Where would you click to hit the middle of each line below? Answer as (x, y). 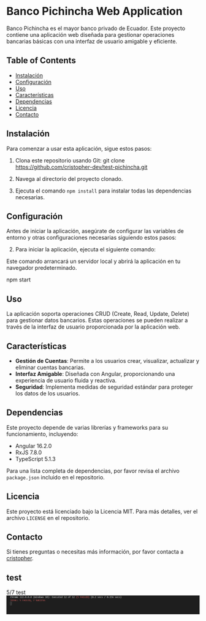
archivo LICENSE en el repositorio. (48, 518)
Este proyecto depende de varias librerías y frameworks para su (87, 427)
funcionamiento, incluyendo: (42, 434)
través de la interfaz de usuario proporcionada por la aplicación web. (93, 327)
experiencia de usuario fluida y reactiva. (66, 380)
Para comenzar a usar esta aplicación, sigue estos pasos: (79, 148)
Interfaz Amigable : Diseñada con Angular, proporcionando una (95, 374)
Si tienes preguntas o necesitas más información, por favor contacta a (95, 552)
